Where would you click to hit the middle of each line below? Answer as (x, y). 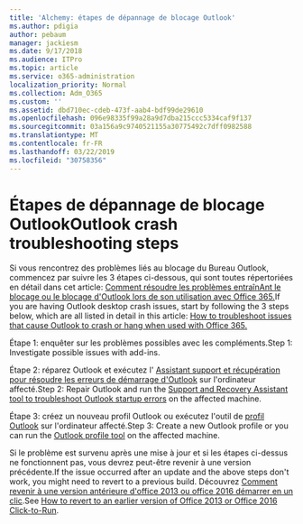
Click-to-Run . (34, 510)
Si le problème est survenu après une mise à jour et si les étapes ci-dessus (149, 453)
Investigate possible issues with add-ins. (85, 353)
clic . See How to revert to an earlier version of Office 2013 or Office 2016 (143, 501)
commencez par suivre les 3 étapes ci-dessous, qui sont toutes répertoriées (151, 278)
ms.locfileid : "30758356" (58, 160)
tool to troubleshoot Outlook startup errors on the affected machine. (135, 399)
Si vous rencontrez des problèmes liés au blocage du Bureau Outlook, (139, 268)
